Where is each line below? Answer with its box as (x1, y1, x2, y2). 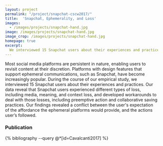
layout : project (5, 7, 38, 12)
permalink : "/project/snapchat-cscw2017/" (5, 12, 92, 16)
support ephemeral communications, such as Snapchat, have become (5, 71, 145, 77)
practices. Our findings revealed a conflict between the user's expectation (5, 102, 154, 108)
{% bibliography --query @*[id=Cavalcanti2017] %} (5, 135, 109, 141)
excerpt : (5, 43, 23, 48)
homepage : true (5, 39, 36, 44)
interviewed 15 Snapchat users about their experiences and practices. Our (5, 81, 153, 87)
